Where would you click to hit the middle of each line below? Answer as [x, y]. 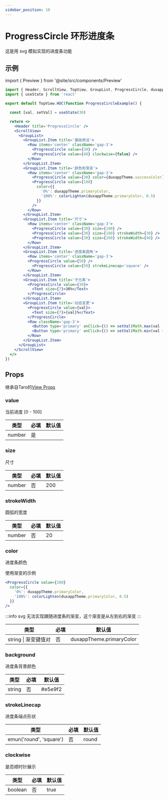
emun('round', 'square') [36, 739]
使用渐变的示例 [20, 573]
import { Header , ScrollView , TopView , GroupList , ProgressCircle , [77, 90]
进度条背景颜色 [20, 666]
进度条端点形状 [20, 716]
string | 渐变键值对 [29, 639]
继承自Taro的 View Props [30, 387]
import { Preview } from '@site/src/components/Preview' [64, 81]
